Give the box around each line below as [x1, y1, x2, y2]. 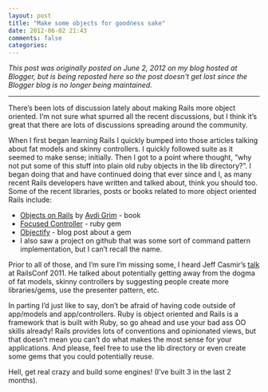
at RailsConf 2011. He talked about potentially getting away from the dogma [8, 268, 255, 278]
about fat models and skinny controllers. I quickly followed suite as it [8, 145, 234, 154]
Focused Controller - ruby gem [19, 219, 122, 228]
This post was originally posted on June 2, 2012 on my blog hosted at [8, 63, 238, 73]
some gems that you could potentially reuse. [8, 352, 154, 362]
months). [8, 376, 38, 386]
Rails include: [8, 195, 53, 204]
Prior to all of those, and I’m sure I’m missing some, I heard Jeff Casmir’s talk [8, 260, 260, 270]
